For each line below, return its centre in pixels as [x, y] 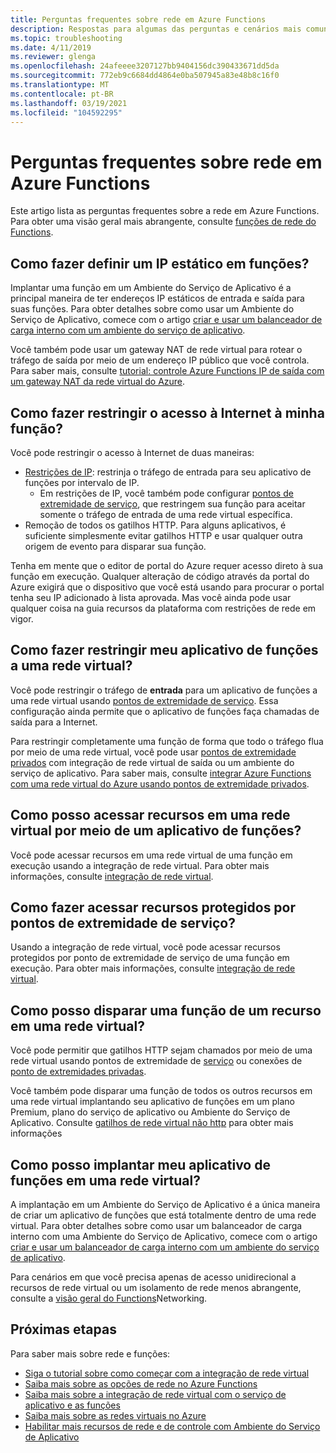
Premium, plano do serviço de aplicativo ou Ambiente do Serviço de [150, 1112]
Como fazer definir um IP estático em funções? [160, 263]
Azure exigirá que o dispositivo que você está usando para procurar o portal [167, 587]
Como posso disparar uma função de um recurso [166, 1010]
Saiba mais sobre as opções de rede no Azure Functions [141, 1383]
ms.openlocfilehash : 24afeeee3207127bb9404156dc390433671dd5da [145, 66]
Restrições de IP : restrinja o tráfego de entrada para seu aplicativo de [168, 472]
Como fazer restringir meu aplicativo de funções [164, 650]
